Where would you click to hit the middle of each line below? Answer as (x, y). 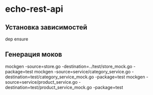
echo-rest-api (34, 9)
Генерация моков (34, 54)
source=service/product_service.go (41, 82)
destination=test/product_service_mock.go (49, 87)
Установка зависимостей (46, 27)
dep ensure (17, 39)
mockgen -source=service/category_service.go (82, 71)
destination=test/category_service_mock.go (50, 77)
